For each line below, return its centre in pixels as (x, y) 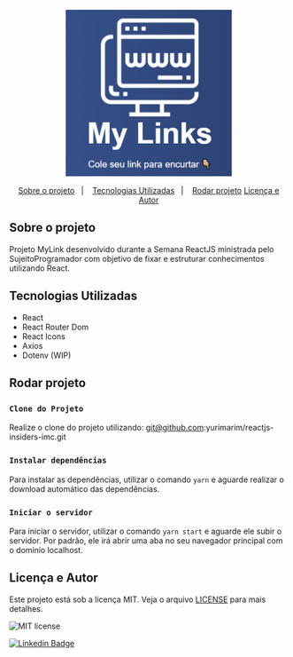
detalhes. (26, 608)
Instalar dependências (58, 461)
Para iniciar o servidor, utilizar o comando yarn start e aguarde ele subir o (146, 531)
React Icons (44, 336)
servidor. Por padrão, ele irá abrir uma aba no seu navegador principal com (146, 540)
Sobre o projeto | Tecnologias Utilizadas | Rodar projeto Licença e (149, 190)
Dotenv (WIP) (46, 355)
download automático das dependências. (85, 488)
